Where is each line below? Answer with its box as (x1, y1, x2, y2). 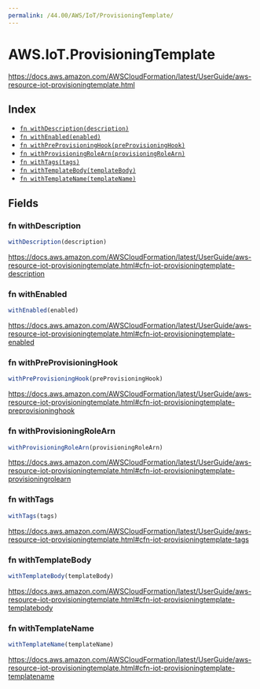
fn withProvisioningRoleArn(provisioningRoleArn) (19, 150, 186, 158)
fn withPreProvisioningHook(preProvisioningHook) (19, 142, 186, 150)
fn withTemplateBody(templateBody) (19, 167, 137, 175)
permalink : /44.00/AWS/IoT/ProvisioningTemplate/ (8, 11, 174, 20)
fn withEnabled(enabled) (19, 133, 101, 142)
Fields (8, 196, 39, 209)
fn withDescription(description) (19, 125, 130, 133)
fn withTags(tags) (19, 158, 80, 166)
